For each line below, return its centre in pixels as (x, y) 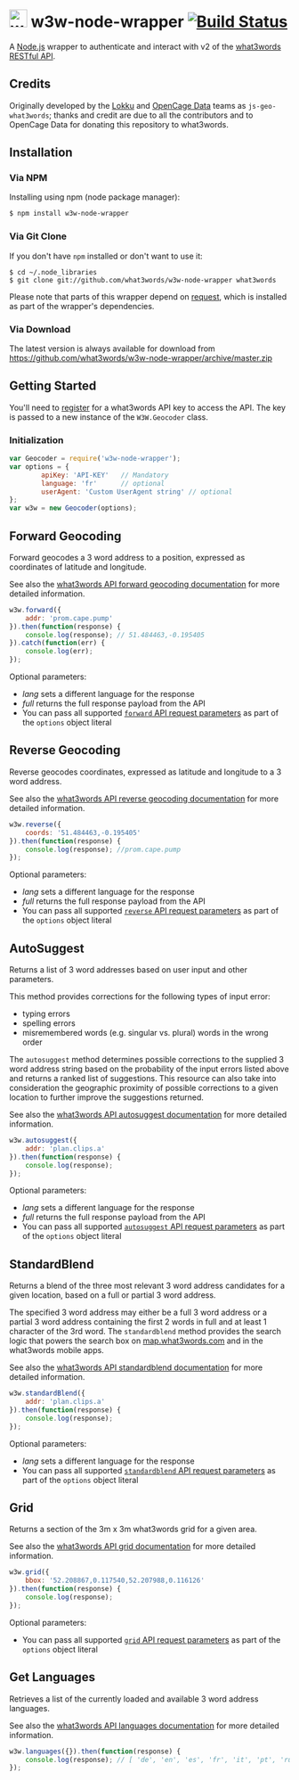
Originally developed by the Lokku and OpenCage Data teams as (128, 105)
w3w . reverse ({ (36, 824)
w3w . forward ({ (36, 610)
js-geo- (262, 106)
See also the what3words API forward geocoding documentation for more (145, 584)
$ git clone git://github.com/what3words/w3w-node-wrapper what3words (143, 280)
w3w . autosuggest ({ (43, 1141)
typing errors (46, 1014)
